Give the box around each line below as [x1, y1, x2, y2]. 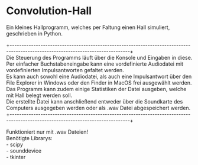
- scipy [6, 141, 24, 148]
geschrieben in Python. [6, 30, 63, 37]
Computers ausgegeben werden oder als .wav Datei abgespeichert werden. [6, 104, 191, 111]
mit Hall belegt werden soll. [6, 92, 73, 99]
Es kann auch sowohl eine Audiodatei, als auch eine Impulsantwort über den [6, 73, 192, 80]
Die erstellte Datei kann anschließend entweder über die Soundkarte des [6, 98, 183, 105]
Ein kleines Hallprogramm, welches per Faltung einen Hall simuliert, [6, 24, 170, 31]
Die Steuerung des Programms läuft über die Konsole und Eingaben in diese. [6, 54, 193, 61]
